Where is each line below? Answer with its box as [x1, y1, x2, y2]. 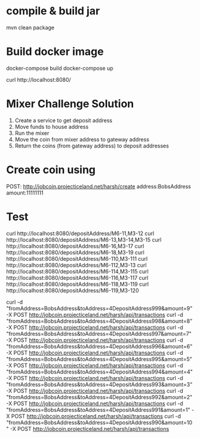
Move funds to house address [14, 123, 89, 130]
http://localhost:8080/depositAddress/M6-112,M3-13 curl [6, 261, 147, 269]
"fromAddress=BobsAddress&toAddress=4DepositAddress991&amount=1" [6, 406, 190, 413]
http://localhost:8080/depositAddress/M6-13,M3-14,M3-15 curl [6, 236, 162, 243]
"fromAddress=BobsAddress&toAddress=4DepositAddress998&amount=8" [6, 317, 193, 325]
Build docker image [6, 45, 104, 58]
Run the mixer [14, 129, 50, 137]
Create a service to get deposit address [14, 116, 112, 124]
